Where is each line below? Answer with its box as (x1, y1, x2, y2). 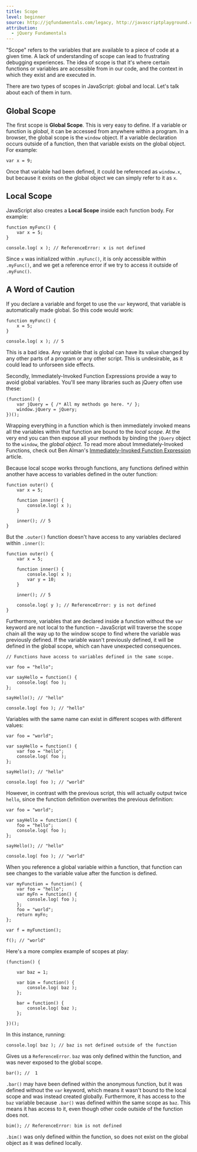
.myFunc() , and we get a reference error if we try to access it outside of (6, 261, 178, 269)
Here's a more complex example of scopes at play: (6, 947, 129, 954)
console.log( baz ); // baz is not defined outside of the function (6, 1042, 177, 1048)
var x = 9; (6, 158, 33, 164)
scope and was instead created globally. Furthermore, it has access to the (6, 1093, 185, 1100)
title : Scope (6, 8, 38, 15)
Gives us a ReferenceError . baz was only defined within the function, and (6, 1052, 182, 1059)
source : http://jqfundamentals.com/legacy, (6, 19, 114, 25)
